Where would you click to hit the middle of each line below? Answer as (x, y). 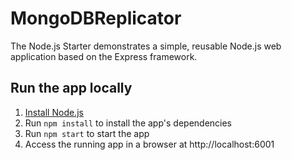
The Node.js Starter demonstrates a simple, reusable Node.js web (146, 46)
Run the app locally (71, 88)
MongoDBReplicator (96, 18)
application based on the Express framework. (104, 56)
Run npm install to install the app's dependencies (128, 123)
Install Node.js (54, 112)
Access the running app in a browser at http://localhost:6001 (149, 144)
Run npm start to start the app (87, 133)
